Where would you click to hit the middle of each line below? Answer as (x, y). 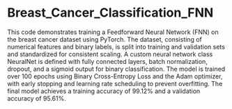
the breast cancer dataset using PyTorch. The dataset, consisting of (105, 39)
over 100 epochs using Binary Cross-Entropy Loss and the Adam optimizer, (115, 76)
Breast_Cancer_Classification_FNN (110, 13)
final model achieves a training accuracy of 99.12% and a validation (104, 91)
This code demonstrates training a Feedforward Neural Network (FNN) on (113, 32)
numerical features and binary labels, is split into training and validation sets (116, 47)
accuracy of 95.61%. (37, 98)
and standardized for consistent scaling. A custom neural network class (110, 54)
